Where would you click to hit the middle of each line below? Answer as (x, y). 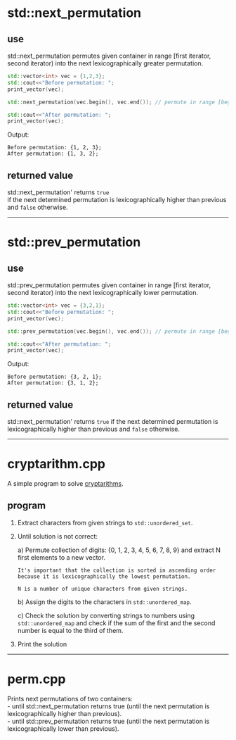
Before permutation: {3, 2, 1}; (54, 377)
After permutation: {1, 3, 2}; (53, 154)
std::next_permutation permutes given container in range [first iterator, (109, 56)
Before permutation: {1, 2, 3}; (54, 148)
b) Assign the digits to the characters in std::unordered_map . (104, 602)
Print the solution (42, 644)
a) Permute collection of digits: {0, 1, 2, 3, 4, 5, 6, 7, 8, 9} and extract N (119, 550)
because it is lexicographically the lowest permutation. (104, 576)
